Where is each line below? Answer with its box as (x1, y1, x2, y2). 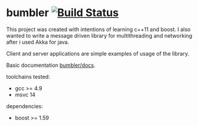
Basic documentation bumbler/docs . (6, 62, 96, 69)
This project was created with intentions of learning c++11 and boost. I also (6, 26, 191, 33)
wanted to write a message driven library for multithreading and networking (6, 32, 193, 39)
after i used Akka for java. (6, 38, 69, 45)
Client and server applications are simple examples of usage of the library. (6, 50, 190, 57)
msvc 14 (14, 91, 36, 98)
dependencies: (6, 102, 43, 110)
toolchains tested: (6, 73, 50, 80)
